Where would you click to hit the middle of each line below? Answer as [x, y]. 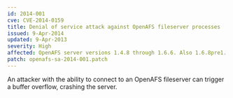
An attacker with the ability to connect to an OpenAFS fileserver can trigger [116, 79]
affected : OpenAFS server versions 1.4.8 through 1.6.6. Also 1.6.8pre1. [117, 53]
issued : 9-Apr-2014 [36, 33]
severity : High [29, 46]
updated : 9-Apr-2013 [37, 40]
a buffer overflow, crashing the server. [62, 86]
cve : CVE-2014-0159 [36, 20]
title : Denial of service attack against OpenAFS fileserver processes [114, 27]
